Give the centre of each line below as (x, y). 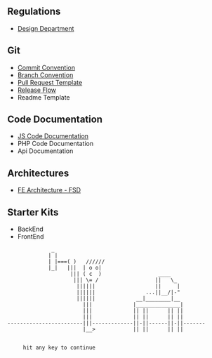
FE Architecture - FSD (49, 190)
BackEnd (30, 229)
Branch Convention (45, 75)
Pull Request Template (50, 82)
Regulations (34, 12)
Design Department (46, 28)
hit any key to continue (59, 348)
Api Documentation (45, 151)
